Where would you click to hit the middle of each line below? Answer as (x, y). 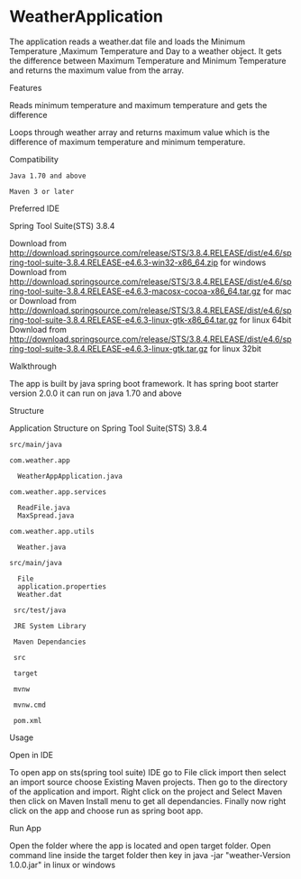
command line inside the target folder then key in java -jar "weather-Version (150, 855)
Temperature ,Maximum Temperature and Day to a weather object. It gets (146, 50)
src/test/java (40, 610)
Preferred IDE (35, 208)
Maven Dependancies (50, 642)
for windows (243, 262)
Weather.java (42, 547)
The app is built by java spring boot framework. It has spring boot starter (144, 383)
